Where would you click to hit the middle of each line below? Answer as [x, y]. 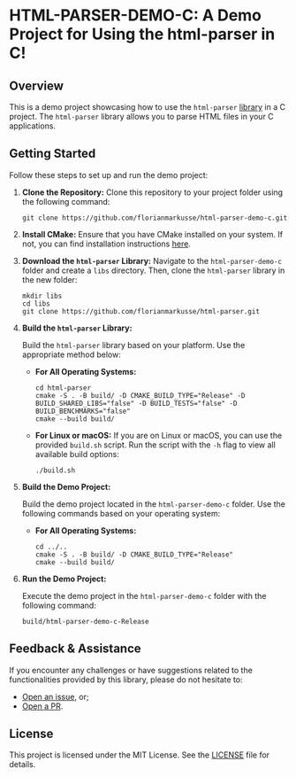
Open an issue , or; [56, 696]
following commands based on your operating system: [121, 513]
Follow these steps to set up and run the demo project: [109, 175]
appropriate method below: [71, 354]
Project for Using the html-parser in [142, 34]
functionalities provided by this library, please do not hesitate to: [126, 680]
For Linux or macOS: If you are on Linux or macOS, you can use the [159, 435]
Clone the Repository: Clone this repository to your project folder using [152, 192]
